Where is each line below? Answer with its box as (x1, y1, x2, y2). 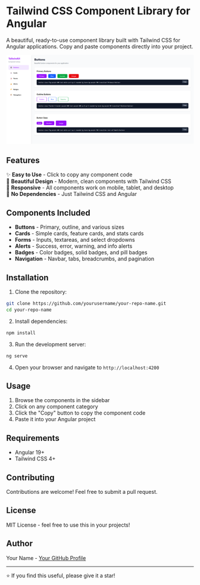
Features (6, 155, 40, 166)
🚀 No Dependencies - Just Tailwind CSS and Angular (6, 191, 137, 198)
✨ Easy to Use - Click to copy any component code (6, 171, 133, 178)
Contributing (6, 472, 55, 483)
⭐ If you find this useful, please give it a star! (6, 572, 115, 579)
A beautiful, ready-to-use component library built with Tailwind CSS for (6, 36, 180, 43)
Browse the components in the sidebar (14, 397, 110, 404)
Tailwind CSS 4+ (14, 455, 56, 462)
